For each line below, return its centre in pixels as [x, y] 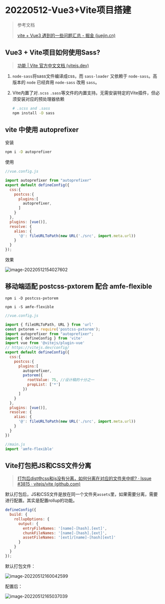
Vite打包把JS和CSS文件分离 [48, 465]
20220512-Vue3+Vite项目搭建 [68, 10]
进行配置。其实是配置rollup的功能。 [41, 501]
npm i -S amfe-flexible [30, 307]
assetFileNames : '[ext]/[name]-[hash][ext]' [69, 537]
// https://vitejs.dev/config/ [37, 348]
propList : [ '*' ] [44, 385]
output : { [28, 524]
